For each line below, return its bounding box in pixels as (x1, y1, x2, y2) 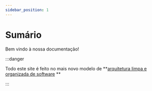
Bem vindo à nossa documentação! (5, 46, 79, 52)
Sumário (5, 29, 42, 40)
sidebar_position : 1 (5, 7, 49, 13)
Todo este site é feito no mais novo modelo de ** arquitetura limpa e (5, 65, 147, 71)
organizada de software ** (5, 71, 61, 77)
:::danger (5, 56, 24, 62)
